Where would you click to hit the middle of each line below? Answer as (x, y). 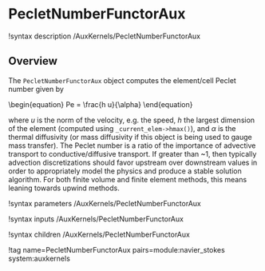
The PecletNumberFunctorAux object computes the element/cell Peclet (123, 80)
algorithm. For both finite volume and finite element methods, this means (128, 179)
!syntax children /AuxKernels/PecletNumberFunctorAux (99, 234)
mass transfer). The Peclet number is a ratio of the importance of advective (132, 145)
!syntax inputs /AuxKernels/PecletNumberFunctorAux (96, 219)
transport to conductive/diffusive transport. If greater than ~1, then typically (132, 153)
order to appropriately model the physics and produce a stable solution (125, 171)
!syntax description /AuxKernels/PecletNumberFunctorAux (105, 36)
